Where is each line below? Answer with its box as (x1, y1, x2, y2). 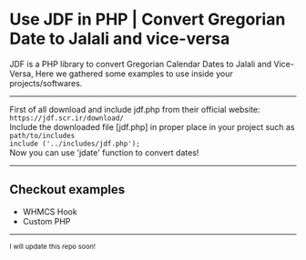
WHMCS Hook (22, 205, 77, 217)
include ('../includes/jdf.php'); (9, 139, 141, 148)
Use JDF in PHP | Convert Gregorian (9, 9, 286, 30)
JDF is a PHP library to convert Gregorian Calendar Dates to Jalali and (9, 58, 272, 69)
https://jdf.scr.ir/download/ (9, 114, 125, 123)
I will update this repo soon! (9, 242, 96, 251)
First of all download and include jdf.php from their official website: (9, 104, 261, 115)
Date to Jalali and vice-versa (9, 28, 230, 49)
